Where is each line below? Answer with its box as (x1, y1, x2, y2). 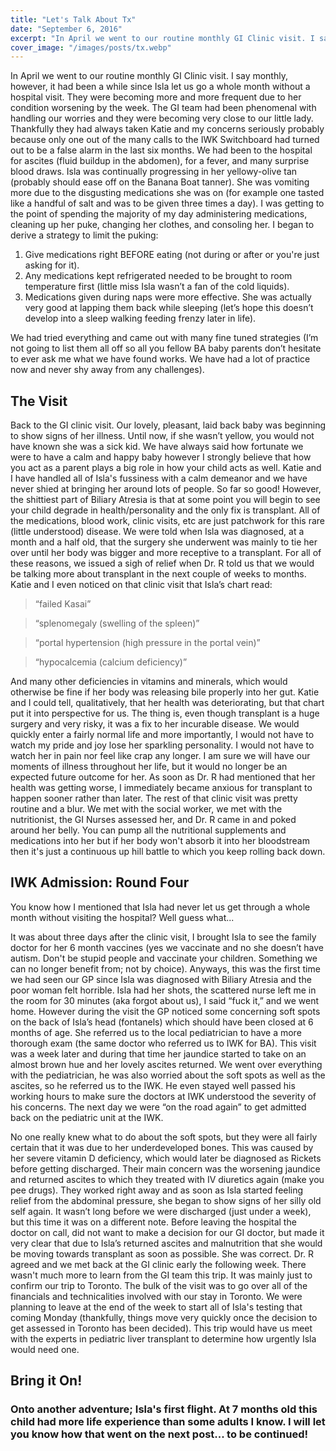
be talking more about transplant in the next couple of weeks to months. (10, 568, 307, 580)
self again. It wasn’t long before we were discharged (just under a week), (10, 1205, 312, 1217)
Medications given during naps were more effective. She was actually (24, 291, 312, 303)
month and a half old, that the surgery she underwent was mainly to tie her (10, 536, 318, 548)
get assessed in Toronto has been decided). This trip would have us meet (10, 1322, 313, 1334)
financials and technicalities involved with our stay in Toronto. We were (10, 1290, 303, 1302)
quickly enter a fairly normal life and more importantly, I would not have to (10, 729, 315, 741)
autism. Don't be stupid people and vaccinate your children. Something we (10, 952, 318, 964)
